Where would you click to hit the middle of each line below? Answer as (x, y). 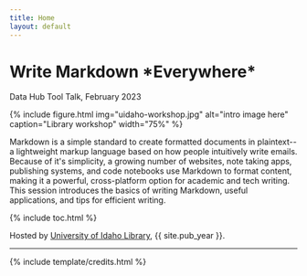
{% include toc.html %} (53, 218)
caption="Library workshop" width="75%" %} (96, 124)
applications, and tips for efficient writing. (88, 200)
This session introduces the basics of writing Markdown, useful (129, 191)
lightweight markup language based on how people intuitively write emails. (157, 152)
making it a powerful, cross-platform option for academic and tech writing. (150, 181)
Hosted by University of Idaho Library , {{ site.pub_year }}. (117, 236)
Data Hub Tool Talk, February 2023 (75, 97)
